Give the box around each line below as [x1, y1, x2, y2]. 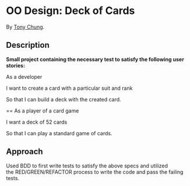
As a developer [6, 73, 43, 80]
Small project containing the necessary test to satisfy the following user [6, 55, 185, 62]
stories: [6, 62, 25, 69]
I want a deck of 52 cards [6, 118, 68, 125]
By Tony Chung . [6, 23, 45, 30]
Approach [6, 147, 43, 157]
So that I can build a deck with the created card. [6, 96, 121, 103]
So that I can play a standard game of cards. [6, 129, 112, 136]
